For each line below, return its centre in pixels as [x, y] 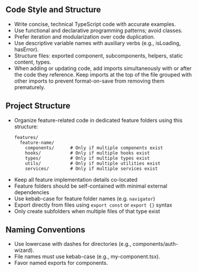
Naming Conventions [45, 230]
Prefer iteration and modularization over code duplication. [84, 37]
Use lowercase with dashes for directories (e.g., [73, 244]
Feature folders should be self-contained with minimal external [90, 186]
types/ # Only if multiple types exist [87, 158]
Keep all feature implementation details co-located [76, 179]
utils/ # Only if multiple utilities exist [93, 163]
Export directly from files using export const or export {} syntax [93, 205]
